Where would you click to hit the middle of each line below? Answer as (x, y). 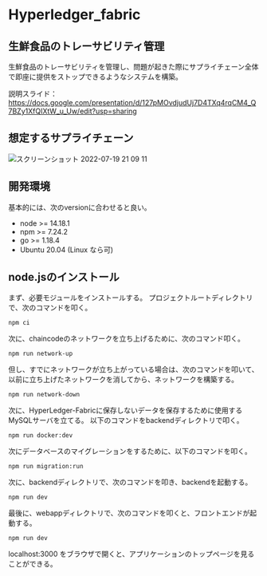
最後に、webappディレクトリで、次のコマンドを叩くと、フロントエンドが (129, 513)
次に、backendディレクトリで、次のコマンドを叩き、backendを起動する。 (130, 482)
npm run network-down (44, 395)
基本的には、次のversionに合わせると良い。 (80, 207)
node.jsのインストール (64, 277)
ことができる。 (33, 564)
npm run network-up (41, 354)
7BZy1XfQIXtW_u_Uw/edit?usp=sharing (73, 111)
